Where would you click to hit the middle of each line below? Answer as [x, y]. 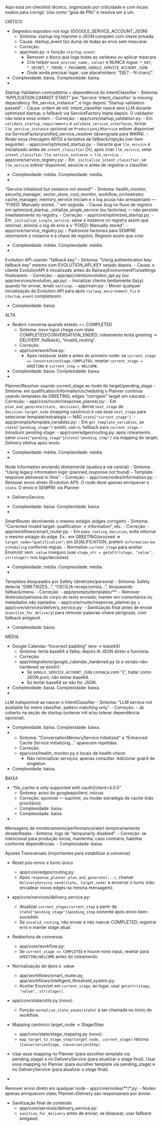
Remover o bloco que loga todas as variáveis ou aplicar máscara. [92, 57]
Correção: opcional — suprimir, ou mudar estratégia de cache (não [86, 798]
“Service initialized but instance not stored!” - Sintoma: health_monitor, [76, 189]
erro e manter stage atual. [45, 927]
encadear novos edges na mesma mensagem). [66, 888]
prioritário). [31, 803]
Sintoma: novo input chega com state [57, 330]
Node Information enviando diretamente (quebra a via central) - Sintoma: [78, 467]
